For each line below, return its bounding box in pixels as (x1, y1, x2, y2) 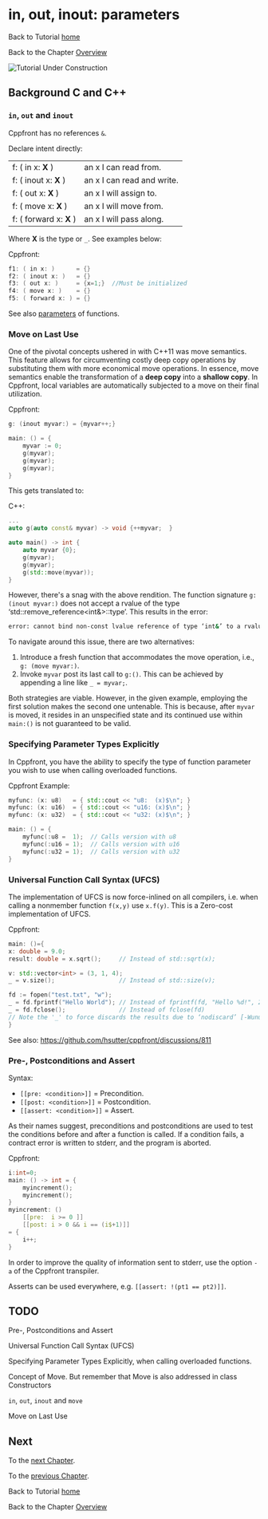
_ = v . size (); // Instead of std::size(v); (8, 977, 216, 984)
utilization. (8, 389, 42, 399)
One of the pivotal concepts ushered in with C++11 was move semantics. (8, 347, 247, 357)
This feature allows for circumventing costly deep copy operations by (8, 355, 237, 365)
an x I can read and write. (83, 174, 179, 185)
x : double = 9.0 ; (8, 947, 66, 955)
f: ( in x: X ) (12, 161, 54, 172)
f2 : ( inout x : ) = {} (8, 272, 91, 280)
